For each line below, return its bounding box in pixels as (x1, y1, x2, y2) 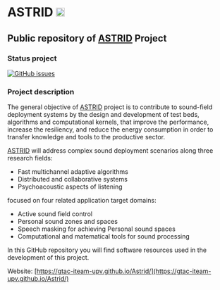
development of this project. (7, 253, 90, 262)
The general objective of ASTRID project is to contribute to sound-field (7, 103, 213, 111)
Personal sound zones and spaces (17, 217, 118, 226)
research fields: (7, 154, 53, 163)
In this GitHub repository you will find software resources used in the (7, 246, 207, 254)
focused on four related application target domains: (7, 196, 157, 205)
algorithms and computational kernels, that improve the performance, (7, 118, 209, 127)
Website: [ (7, 267, 37, 275)
